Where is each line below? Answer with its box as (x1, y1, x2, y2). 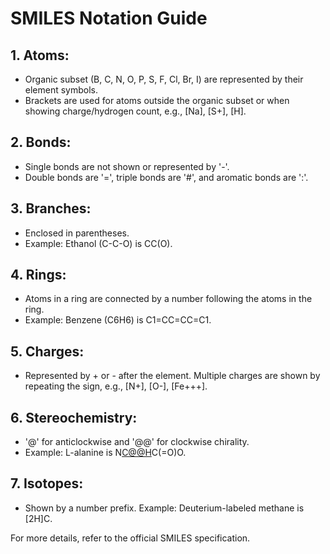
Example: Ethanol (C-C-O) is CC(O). (24, 237, 173, 249)
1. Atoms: (10, 47, 70, 64)
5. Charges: (10, 343, 85, 360)
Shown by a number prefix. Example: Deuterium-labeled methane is (24, 502, 305, 514)
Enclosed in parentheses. (24, 227, 130, 239)
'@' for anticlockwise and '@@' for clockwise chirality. (24, 436, 250, 448)
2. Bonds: (10, 134, 72, 151)
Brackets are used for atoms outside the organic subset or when (24, 95, 290, 106)
